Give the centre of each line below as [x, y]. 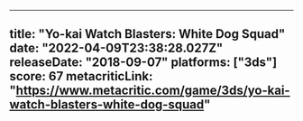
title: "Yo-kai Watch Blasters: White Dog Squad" [147, 34]
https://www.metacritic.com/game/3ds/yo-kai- [153, 91]
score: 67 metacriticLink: [81, 76]
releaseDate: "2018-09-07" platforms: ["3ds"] [143, 63]
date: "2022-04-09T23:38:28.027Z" [116, 48]
